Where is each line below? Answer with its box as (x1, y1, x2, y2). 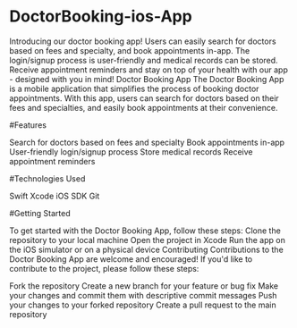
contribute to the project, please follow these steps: (9, 263, 199, 273)
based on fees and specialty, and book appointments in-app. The (9, 45, 250, 55)
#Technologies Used (9, 172, 86, 184)
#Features (9, 119, 47, 130)
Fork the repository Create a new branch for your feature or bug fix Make (9, 280, 279, 291)
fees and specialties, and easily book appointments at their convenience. (9, 102, 278, 113)
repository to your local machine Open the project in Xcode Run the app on (9, 234, 286, 245)
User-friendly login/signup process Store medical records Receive (9, 146, 253, 157)
